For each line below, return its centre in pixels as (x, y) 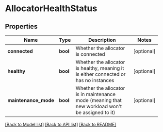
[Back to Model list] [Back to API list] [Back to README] (61, 124)
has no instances (95, 80)
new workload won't (99, 106)
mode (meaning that (99, 100)
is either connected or (101, 74)
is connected (90, 54)
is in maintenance (96, 94)
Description (102, 40)
